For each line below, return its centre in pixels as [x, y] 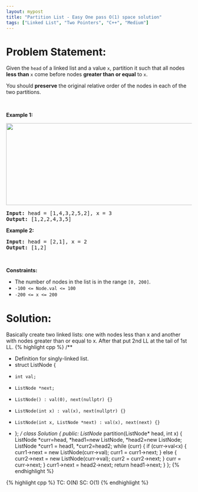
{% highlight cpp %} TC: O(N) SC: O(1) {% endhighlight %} [77, 483]
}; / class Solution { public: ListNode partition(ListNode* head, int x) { [98, 434]
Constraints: [22, 271]
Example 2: [20, 230]
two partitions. [24, 92]
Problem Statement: [56, 52]
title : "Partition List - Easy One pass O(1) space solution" [84, 17]
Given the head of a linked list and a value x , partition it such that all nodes [95, 68]
